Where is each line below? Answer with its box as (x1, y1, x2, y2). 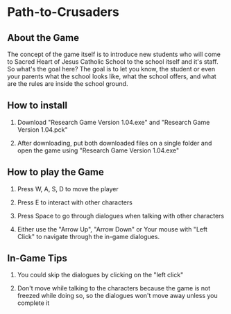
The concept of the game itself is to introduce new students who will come (7, 50, 221, 58)
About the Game (7, 32, 80, 44)
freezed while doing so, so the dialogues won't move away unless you (17, 292, 219, 300)
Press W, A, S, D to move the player (17, 184, 119, 193)
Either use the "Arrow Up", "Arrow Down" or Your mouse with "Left (17, 225, 208, 233)
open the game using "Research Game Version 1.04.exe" (17, 146, 179, 155)
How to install (7, 100, 68, 112)
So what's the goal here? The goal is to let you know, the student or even (7, 65, 216, 73)
